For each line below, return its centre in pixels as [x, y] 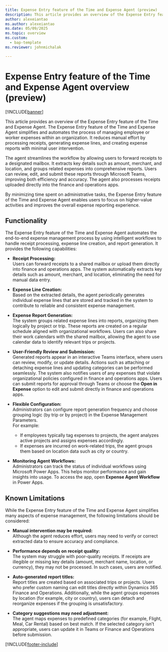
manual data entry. [32, 280]
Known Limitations [35, 498]
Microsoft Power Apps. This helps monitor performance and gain [79, 472]
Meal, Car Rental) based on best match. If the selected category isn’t [83, 624]
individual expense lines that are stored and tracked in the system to [83, 300]
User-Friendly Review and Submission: [54, 352]
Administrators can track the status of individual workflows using [79, 466]
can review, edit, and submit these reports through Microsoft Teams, [75, 174]
